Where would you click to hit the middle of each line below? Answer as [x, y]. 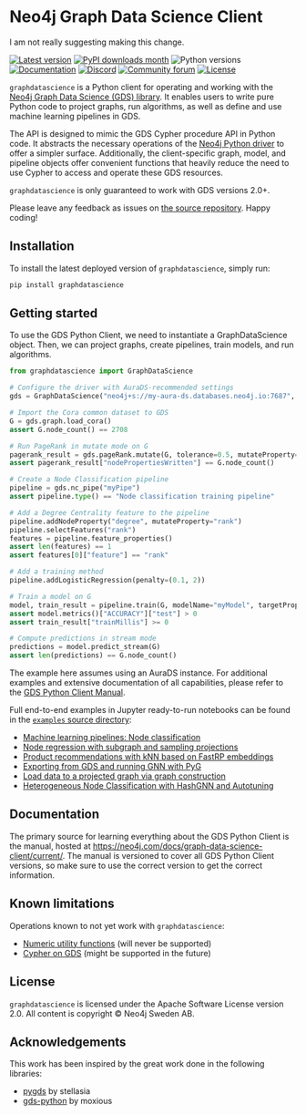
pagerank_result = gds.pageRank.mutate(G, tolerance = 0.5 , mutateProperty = [154, 454]
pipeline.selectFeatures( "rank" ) [73, 530]
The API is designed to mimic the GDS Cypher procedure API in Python [143, 133]
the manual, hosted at [50, 846]
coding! [24, 217]
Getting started [54, 313]
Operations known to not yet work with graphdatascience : [117, 925]
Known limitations [62, 904]
